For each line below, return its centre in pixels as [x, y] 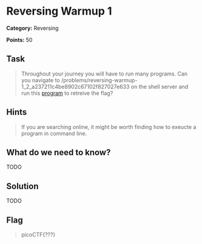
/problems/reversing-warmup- [99, 80]
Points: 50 [19, 40]
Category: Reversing [32, 28]
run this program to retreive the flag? [67, 93]
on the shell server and [160, 86]
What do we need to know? [59, 152]
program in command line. [54, 133]
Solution [22, 186]
